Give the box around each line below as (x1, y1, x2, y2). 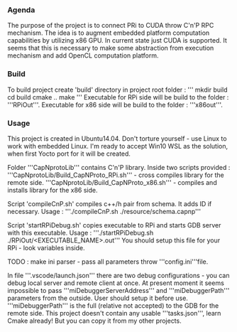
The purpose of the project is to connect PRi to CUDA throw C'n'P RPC (7, 21, 214, 30)
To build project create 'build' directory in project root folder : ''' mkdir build (7, 85, 228, 94)
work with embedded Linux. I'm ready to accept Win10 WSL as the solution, (7, 141, 228, 150)
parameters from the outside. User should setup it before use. (7, 294, 188, 302)
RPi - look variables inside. (7, 243, 85, 252)
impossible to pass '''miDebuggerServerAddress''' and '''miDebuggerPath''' (7, 286, 230, 294)
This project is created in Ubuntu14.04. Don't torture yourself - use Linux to (7, 134, 227, 143)
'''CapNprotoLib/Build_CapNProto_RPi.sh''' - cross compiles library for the (7, 171, 225, 179)
